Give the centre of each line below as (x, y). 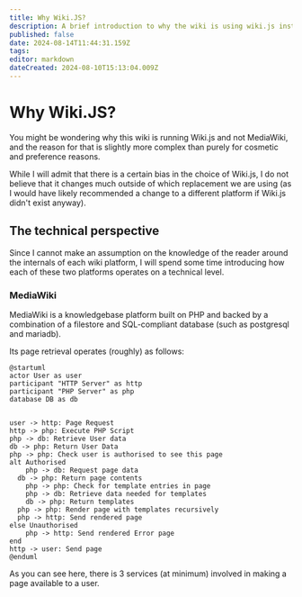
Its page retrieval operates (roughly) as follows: (97, 351)
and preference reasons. (55, 156)
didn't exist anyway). (48, 203)
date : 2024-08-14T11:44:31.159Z (70, 43)
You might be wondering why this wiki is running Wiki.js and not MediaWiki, (149, 137)
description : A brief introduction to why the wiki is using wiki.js (142, 26)
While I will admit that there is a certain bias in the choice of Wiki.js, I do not (149, 174)
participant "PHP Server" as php (72, 391)
